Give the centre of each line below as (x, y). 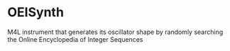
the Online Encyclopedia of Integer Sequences (75, 39)
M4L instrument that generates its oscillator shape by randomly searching (115, 32)
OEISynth (35, 12)
